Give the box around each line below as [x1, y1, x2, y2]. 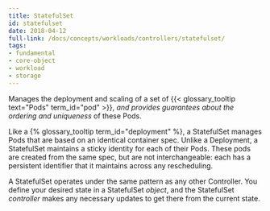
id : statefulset [8, 19, 63, 27]
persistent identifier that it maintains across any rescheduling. [8, 160, 214, 170]
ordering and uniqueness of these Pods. [8, 110, 143, 121]
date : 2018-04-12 [8, 27, 67, 35]
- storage [8, 72, 42, 80]
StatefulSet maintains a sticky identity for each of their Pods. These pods [8, 143, 251, 153]
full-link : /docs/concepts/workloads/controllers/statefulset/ [8, 34, 226, 43]
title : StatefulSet [8, 11, 74, 20]
